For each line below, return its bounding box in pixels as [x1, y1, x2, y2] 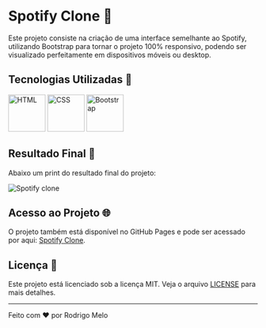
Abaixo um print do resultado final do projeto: [8, 168, 157, 177]
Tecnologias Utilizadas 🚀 [8, 73, 132, 86]
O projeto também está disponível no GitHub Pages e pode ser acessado [8, 227, 245, 236]
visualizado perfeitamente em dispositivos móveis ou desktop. [8, 50, 211, 59]
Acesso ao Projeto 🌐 [8, 205, 111, 220]
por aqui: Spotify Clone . [8, 236, 85, 245]
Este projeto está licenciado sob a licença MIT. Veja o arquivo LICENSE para [8, 280, 256, 289]
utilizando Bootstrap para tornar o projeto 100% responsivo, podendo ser [8, 41, 247, 51]
